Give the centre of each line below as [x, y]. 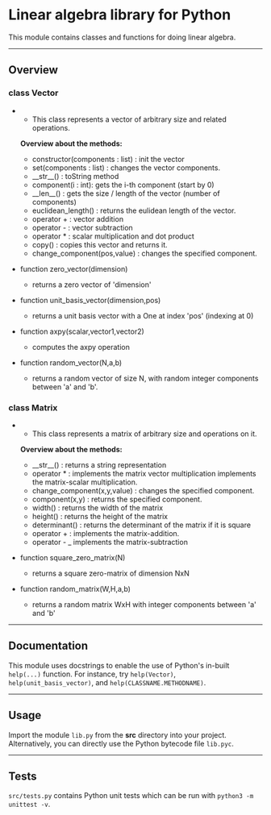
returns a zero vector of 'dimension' [92, 285]
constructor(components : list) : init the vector [108, 159]
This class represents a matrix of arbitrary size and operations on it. [144, 434]
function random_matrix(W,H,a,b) [75, 588]
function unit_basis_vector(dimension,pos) [90, 300]
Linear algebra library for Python [120, 15]
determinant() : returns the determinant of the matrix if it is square [142, 525]
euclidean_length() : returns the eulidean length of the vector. [134, 210]
